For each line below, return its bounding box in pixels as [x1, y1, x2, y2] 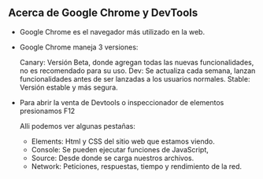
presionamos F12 [19, 106, 76, 115]
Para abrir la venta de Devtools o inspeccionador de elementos [19, 97, 224, 107]
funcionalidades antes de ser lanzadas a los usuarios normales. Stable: [19, 74, 250, 83]
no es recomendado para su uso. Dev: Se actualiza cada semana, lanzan [19, 66, 256, 75]
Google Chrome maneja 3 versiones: [19, 42, 139, 52]
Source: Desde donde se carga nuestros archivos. [31, 153, 194, 163]
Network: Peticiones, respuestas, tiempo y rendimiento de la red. [31, 161, 243, 171]
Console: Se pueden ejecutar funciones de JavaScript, [31, 144, 209, 154]
